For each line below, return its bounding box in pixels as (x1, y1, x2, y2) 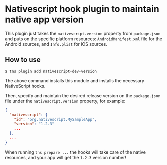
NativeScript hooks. (5, 83, 46, 89)
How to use (5, 56, 41, 64)
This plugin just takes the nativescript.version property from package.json (5, 30, 161, 36)
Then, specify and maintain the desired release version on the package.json (5, 92, 161, 98)
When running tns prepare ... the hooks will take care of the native (5, 149, 146, 155)
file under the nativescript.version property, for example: (5, 98, 126, 104)
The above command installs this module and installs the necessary (5, 77, 145, 83)
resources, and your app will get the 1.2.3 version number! (5, 154, 126, 160)
